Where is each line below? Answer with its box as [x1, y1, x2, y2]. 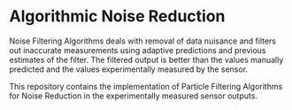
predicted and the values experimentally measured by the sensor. [9, 64, 249, 75]
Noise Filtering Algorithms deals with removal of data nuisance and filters [9, 35, 277, 46]
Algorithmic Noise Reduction [9, 6, 226, 27]
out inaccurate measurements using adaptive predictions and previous [9, 44, 266, 55]
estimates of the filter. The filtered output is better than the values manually [9, 54, 284, 65]
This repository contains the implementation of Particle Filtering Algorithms [9, 81, 283, 91]
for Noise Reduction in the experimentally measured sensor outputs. [9, 90, 258, 101]
